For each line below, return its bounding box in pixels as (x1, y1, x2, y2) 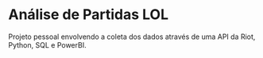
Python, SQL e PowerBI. (8, 40, 87, 49)
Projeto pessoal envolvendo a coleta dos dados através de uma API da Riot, (8, 32, 256, 41)
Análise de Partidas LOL (8, 6, 169, 24)
